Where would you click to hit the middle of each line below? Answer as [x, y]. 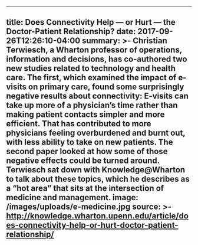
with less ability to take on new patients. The [90, 142]
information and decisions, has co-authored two [97, 59]
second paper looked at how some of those [87, 151]
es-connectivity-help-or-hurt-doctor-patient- [92, 225]
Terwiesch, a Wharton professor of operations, [94, 50]
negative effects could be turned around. [83, 161]
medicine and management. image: [72, 197]
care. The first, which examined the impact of [91, 78]
